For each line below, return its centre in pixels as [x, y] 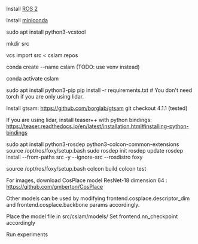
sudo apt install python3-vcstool [46, 32]
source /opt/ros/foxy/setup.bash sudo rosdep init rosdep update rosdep [95, 151]
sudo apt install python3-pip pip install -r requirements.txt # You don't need [99, 90]
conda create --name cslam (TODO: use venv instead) [73, 67]
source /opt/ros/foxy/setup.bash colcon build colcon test [76, 169]
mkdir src [18, 44]
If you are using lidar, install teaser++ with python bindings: [79, 120]
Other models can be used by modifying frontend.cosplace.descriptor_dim [98, 198]
